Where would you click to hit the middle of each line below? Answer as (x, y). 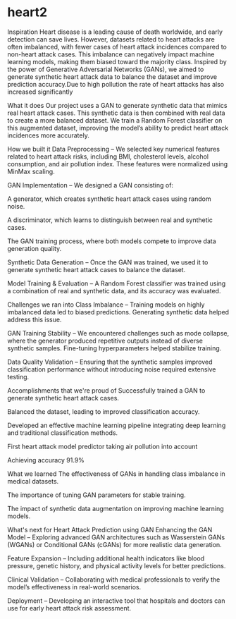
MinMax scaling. (31, 171)
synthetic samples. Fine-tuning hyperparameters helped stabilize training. (114, 348)
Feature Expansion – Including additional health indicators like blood (106, 558)
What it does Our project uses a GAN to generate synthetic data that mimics (117, 105)
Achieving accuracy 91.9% (46, 460)
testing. (18, 376)
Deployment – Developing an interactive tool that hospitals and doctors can (116, 601)
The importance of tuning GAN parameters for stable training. (97, 495)
